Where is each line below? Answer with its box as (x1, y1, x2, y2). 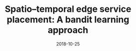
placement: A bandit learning (6, 14, 130, 25)
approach (48, 25, 88, 36)
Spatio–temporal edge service (4, 3, 132, 15)
